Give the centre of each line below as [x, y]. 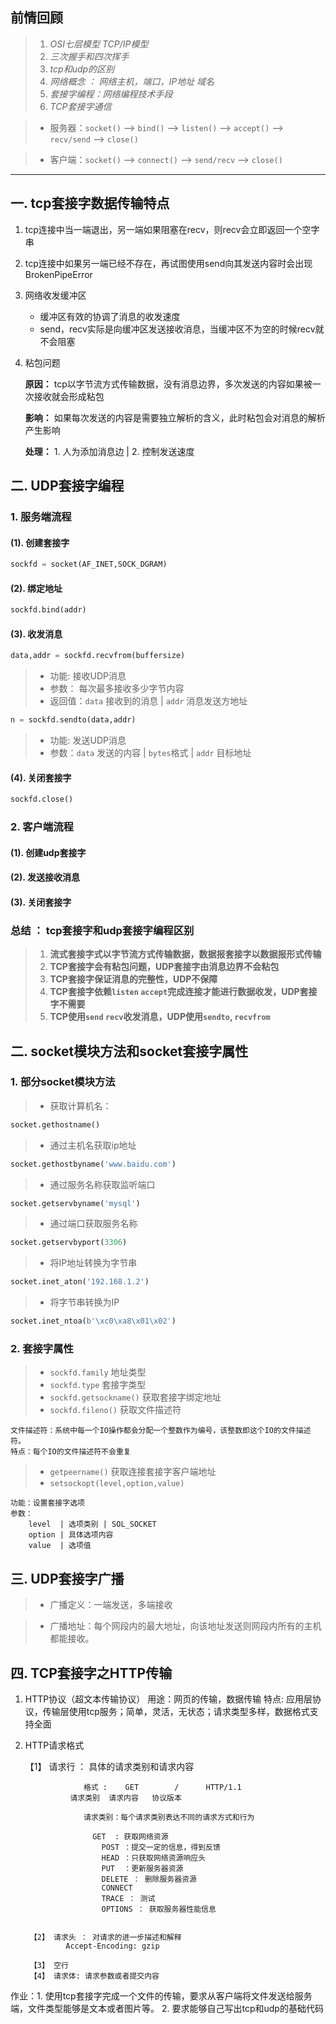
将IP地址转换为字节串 [93, 1263]
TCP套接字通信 [80, 106]
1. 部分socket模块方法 [63, 1082]
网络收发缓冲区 [55, 295]
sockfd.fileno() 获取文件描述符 [115, 1410]
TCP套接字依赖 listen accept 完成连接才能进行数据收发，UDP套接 [183, 992]
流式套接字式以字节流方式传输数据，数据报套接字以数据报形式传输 [185, 954]
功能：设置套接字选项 [47, 1503]
